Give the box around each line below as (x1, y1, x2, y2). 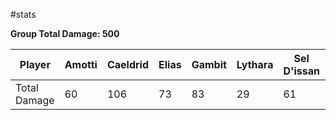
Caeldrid (106, 58, 150, 71)
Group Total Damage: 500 (10, 28, 120, 39)
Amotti (64, 58, 98, 71)
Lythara (236, 58, 274, 71)
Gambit (191, 58, 227, 71)
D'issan (283, 64, 320, 78)
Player (19, 58, 51, 71)
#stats (10, 9, 37, 20)
